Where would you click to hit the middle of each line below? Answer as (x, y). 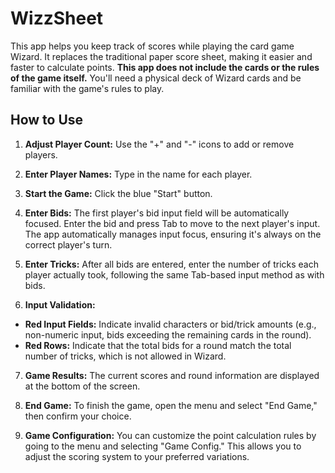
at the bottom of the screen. (82, 386)
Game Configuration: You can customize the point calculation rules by (170, 435)
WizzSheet (57, 18)
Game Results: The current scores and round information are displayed (172, 375)
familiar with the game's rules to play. (87, 88)
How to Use (47, 120)
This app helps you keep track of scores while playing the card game (152, 46)
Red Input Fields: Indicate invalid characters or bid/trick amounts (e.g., (170, 324)
